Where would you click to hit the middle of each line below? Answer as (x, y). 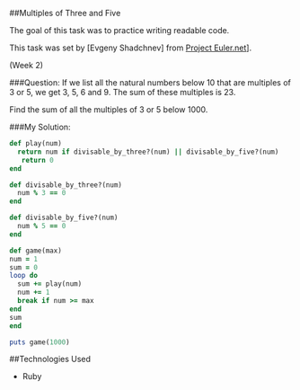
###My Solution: (40, 127)
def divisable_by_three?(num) (66, 185)
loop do (24, 276)
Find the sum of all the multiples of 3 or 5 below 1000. (109, 110)
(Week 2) (26, 65)
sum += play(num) (50, 284)
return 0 (37, 160)
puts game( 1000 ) (40, 342)
